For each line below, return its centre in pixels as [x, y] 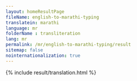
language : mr [22, 28]
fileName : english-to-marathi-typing [52, 17]
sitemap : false [24, 50]
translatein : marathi [32, 22]
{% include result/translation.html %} [51, 72]
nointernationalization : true [43, 56]
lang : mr [16, 39]
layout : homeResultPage [35, 12]
